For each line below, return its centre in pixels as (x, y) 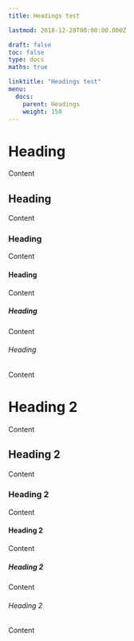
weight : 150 (42, 112)
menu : (17, 89)
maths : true (28, 67)
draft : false (30, 45)
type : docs (26, 60)
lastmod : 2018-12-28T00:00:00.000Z (67, 30)
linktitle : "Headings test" (55, 82)
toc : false (26, 52)
